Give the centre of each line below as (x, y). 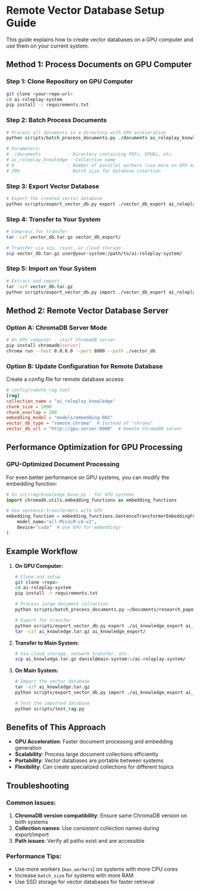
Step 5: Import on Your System (51, 268)
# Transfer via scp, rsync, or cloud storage (63, 248)
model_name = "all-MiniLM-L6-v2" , (57, 522)
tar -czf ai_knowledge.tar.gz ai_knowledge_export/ (80, 631)
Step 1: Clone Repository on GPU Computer (70, 82)
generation (28, 748)
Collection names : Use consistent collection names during (87, 829)
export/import (32, 834)
